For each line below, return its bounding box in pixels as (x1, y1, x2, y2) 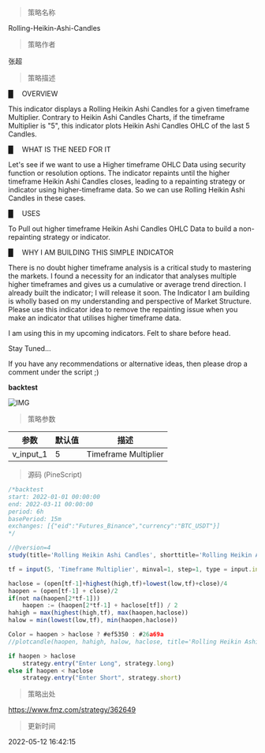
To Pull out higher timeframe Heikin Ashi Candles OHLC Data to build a (8, 224, 238, 233)
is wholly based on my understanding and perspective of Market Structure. (8, 296, 252, 306)
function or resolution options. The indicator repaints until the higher (8, 169, 230, 177)
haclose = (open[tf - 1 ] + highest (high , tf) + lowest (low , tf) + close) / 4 (8, 580, 228, 587)
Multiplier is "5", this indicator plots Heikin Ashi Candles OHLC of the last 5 (8, 121, 250, 130)
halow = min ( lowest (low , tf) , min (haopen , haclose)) (8, 617, 178, 624)
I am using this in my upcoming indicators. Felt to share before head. (8, 329, 231, 337)
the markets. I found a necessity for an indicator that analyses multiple (8, 271, 237, 281)
